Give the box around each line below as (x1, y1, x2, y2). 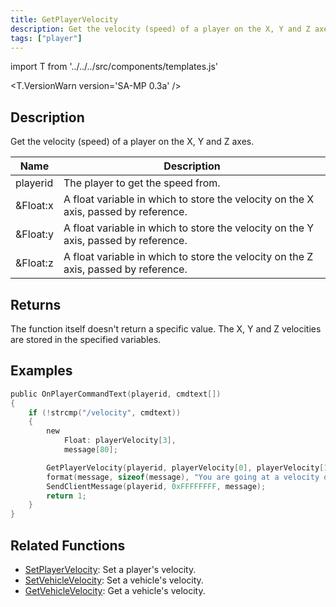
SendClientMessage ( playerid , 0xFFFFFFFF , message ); (46, 481, 267, 491)
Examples (10, 362, 73, 380)
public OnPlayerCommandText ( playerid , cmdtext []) (10, 389, 222, 399)
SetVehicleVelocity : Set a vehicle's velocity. (24, 574, 204, 586)
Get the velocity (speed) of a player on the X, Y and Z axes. (10, 136, 255, 148)
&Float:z (15, 256, 54, 270)
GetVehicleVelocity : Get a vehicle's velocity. (24, 585, 206, 596)
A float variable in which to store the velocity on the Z (63, 250, 314, 264)
